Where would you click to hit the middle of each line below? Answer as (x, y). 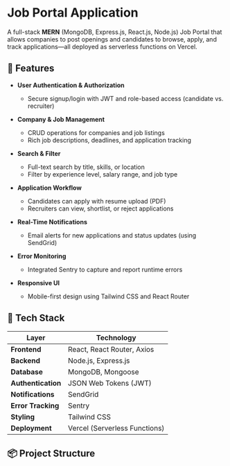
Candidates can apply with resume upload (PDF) (97, 201)
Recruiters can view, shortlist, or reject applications (101, 208)
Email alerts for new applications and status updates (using (112, 235)
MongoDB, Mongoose (104, 372)
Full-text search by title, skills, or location (86, 167)
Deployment (31, 428)
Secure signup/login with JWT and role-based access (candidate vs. (125, 98)
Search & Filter (39, 153)
